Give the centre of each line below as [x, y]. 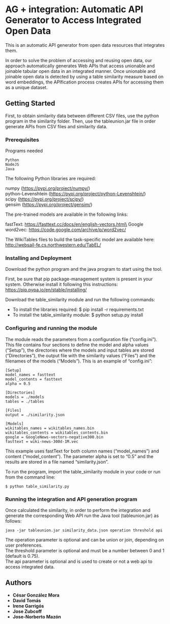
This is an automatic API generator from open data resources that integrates [85, 45]
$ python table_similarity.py [37, 486]
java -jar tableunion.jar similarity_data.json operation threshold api [84, 530]
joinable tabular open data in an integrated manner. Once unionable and [80, 71]
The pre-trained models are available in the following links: [67, 214]
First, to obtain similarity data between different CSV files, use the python [82, 116]
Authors [19, 583]
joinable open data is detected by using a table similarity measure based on [84, 76]
